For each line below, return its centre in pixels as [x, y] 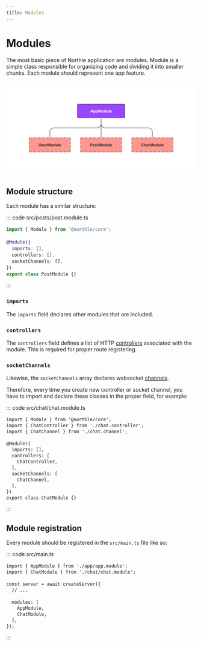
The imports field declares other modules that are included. [80, 314]
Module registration [44, 528]
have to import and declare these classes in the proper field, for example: [97, 396]
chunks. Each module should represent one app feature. [76, 73]
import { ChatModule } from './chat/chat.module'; [71, 572]
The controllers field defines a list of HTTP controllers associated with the [99, 343]
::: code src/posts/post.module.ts [47, 218]
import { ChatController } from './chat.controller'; [75, 426]
